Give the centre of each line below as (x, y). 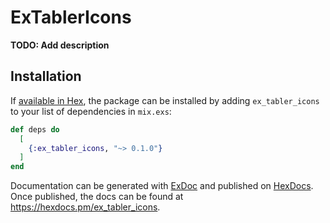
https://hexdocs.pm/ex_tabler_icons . (85, 207)
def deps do (35, 129)
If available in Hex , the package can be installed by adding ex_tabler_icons (165, 100)
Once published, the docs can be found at (97, 197)
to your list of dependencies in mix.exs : (91, 111)
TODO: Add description (60, 45)
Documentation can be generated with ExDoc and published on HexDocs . (162, 186)
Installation (46, 76)
